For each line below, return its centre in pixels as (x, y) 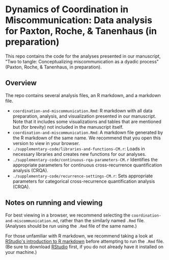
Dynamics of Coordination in (67, 9)
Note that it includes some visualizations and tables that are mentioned (87, 122)
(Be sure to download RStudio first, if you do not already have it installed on (84, 247)
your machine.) (21, 252)
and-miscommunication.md (32, 221)
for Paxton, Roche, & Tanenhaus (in (81, 31)
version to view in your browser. (46, 143)
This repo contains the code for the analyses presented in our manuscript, (83, 56)
